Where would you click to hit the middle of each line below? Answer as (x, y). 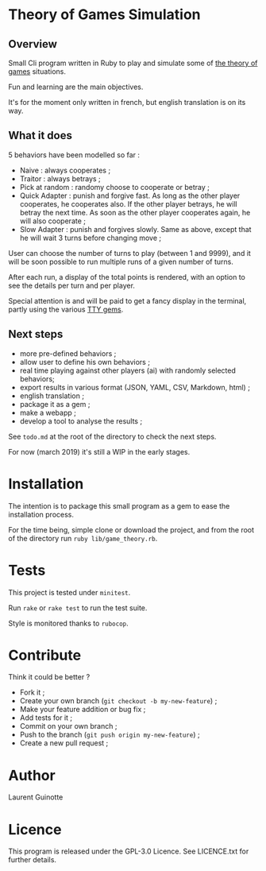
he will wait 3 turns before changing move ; (91, 238)
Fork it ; (32, 692)
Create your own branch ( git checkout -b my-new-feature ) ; (118, 701)
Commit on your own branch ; (68, 726)
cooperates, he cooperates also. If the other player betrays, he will (128, 203)
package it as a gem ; (55, 404)
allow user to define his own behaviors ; (85, 362)
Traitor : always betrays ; (60, 178)
